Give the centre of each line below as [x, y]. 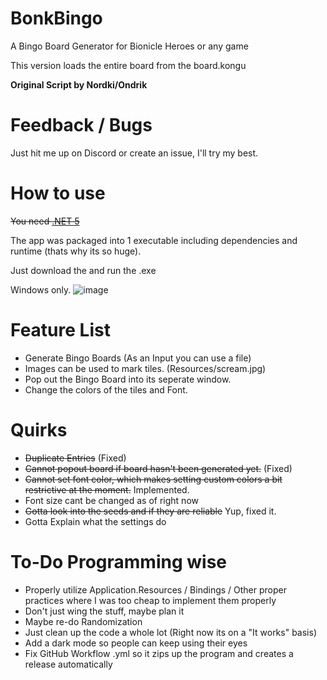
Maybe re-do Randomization [83, 621]
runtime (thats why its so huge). [76, 251]
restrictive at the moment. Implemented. [107, 489]
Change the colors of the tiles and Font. [106, 389]
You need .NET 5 [45, 221]
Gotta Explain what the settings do [95, 521]
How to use [58, 193]
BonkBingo [56, 18]
